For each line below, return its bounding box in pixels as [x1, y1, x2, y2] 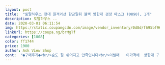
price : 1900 [5, 43, 29, 48]
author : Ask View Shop [5, 48, 52, 53]
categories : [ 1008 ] [5, 35, 45, 40]
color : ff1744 [5, 39, 34, 44]
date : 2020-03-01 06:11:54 [5, 21, 60, 26]
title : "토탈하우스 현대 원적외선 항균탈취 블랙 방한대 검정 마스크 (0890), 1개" [5, 12, 152, 17]
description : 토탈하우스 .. [5, 16, 57, 21]
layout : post [5, 7, 32, 12]
